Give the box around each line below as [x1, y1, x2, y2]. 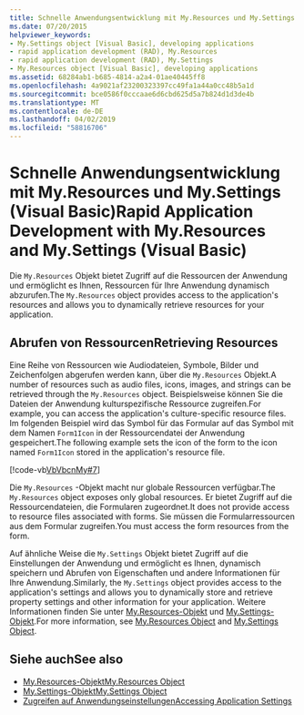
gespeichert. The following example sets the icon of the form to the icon [9, 436, 278, 447]
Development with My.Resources [9, 220, 267, 241]
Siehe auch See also [9, 652, 124, 668]
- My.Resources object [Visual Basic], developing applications [9, 65, 258, 74]
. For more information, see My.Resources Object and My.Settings [34, 616, 279, 627]
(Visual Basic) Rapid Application [9, 201, 254, 222]
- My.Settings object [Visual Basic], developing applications [9, 38, 255, 48]
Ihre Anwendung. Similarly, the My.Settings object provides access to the [9, 577, 282, 587]
